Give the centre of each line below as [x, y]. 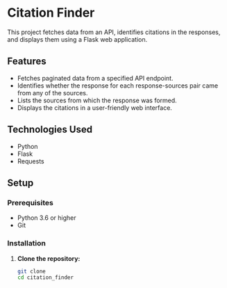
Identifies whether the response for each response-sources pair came [118, 86]
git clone [32, 271]
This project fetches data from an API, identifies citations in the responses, [114, 32]
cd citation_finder [45, 278]
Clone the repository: [49, 258]
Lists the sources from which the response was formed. [97, 100]
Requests [31, 161]
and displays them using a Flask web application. [77, 39]
